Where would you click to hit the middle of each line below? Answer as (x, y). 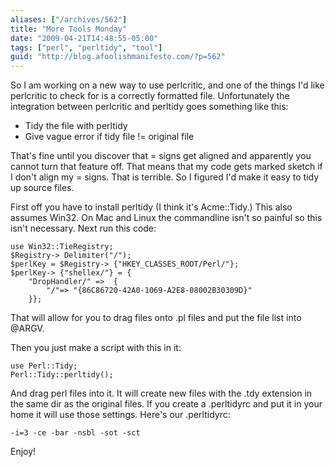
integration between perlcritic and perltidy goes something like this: (149, 107)
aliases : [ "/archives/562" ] (69, 19)
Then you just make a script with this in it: (96, 348)
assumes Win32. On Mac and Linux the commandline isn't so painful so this (166, 218)
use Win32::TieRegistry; (62, 247)
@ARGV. (27, 328)
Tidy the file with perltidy (76, 126)
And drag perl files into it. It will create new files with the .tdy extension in (161, 393)
